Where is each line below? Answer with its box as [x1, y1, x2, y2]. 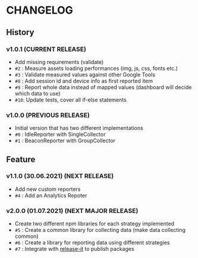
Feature [6, 154, 36, 164]
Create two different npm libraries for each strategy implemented [14, 220, 174, 227]
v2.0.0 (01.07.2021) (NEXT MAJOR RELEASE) [6, 206, 139, 215]
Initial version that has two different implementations [14, 125, 144, 132]
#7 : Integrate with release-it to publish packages [14, 246, 135, 253]
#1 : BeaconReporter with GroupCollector [14, 137, 116, 144]
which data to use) [14, 90, 61, 97]
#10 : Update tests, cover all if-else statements [14, 96, 127, 103]
